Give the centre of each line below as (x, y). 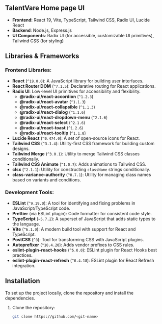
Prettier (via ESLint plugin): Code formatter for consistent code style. (82, 213)
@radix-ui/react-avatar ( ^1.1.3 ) (53, 101)
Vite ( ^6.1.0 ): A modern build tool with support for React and (74, 229)
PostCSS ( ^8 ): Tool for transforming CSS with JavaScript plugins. (78, 239)
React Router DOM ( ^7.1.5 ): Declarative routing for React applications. (84, 86)
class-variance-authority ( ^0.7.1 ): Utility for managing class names (81, 174)
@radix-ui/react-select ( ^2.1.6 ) (52, 123)
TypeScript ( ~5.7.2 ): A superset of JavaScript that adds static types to (84, 219)
